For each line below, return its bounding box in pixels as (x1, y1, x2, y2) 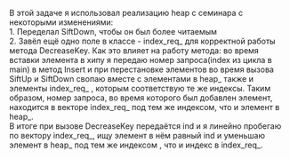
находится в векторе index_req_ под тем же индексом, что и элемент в (9, 102, 280, 112)
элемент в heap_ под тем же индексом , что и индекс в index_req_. (9, 139, 263, 150)
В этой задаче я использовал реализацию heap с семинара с (9, 8, 243, 18)
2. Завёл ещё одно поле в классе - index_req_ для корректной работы (9, 36, 276, 46)
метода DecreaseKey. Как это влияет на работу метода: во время (9, 45, 260, 56)
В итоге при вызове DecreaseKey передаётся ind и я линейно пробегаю (9, 121, 282, 131)
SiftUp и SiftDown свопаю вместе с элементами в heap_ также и (9, 74, 254, 83)
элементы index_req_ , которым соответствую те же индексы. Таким (9, 83, 271, 93)
